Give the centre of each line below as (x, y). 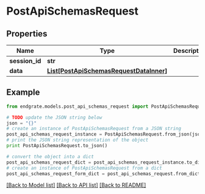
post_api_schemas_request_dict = (49, 162)
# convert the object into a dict (50, 156)
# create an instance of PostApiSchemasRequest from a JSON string (94, 129)
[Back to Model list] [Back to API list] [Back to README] (76, 185)
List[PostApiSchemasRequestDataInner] (107, 71)
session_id (25, 61)
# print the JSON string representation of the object (77, 140)
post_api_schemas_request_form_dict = (56, 174)
